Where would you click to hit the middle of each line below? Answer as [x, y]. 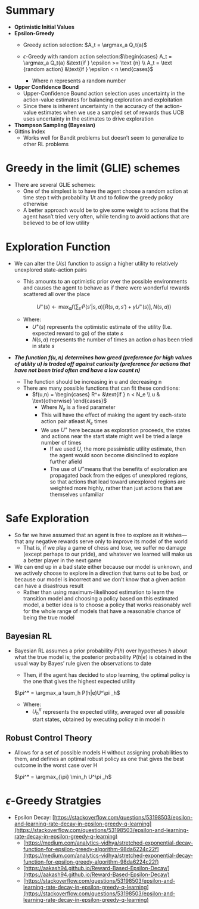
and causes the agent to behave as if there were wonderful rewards [106, 288]
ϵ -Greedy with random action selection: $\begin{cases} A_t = [97, 56]
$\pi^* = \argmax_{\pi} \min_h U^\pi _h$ [63, 776]
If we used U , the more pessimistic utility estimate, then [118, 449]
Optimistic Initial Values [44, 27]
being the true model [49, 617]
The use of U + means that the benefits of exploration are [119, 468]
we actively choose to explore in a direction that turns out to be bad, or [101, 573]
